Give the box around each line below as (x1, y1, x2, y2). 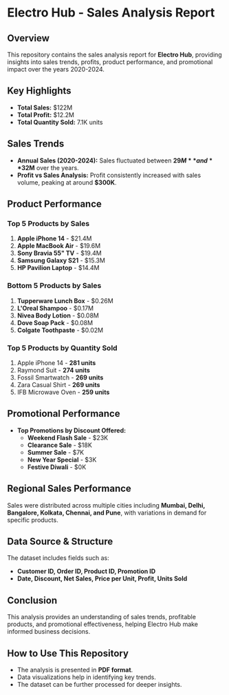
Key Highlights (7, 85, 72, 97)
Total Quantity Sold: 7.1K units (17, 118, 103, 126)
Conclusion (7, 594, 58, 606)
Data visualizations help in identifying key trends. (17, 673, 156, 681)
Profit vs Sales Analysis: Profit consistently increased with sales (17, 171, 201, 179)
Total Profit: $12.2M (17, 110, 74, 118)
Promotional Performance (7, 408, 120, 419)
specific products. (7, 515, 58, 524)
